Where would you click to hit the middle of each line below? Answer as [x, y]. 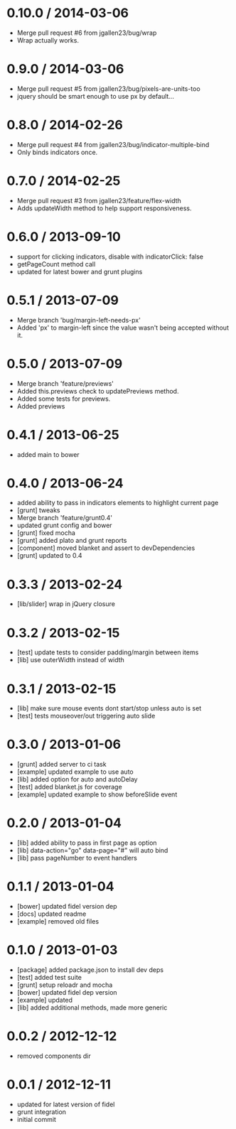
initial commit [36, 1119]
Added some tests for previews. [64, 399]
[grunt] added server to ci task [62, 765]
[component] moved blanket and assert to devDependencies [106, 548]
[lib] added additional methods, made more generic [92, 1008]
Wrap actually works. [48, 40]
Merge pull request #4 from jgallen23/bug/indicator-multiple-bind [113, 144]
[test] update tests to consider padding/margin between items [108, 652]
